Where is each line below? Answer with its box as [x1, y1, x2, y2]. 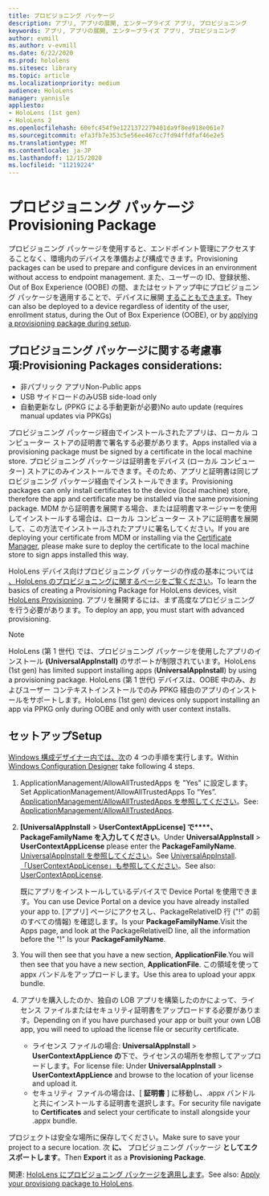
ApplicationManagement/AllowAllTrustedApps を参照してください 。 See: [19, 796, 259, 806]
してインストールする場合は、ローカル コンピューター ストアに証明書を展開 [8, 513, 259, 523]
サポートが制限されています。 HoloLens [127, 656, 256, 666]
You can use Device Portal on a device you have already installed [33, 896, 250, 906]
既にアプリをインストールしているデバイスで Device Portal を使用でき [19, 886, 251, 896]
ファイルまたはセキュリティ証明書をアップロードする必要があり [43, 1005, 255, 1014]
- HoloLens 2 [8, 117, 52, 125]
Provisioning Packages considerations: [22, 359, 222, 372]
